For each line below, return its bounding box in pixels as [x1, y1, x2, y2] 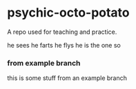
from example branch [7, 58, 81, 68]
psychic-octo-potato [7, 5, 130, 21]
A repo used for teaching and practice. [7, 28, 117, 36]
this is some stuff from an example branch [7, 74, 128, 82]
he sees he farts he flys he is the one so [7, 41, 121, 49]
